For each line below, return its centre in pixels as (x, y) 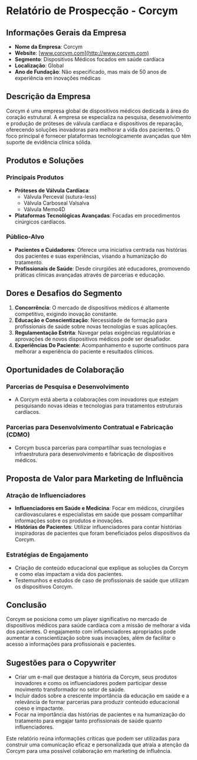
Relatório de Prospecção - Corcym (92, 11)
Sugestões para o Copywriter (61, 662)
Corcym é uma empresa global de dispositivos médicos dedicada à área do (98, 111)
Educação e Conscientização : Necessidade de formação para (91, 320)
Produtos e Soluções (45, 161)
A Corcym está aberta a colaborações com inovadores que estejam (96, 400)
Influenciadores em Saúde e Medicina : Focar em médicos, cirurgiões (99, 508)
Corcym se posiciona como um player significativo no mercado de (86, 619)
